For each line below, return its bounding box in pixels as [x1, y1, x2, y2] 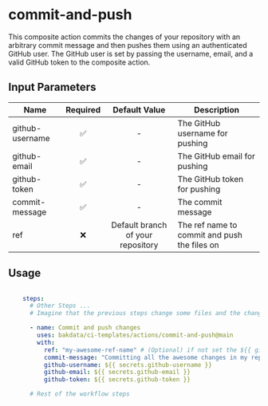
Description [194, 104, 239, 115]
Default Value [112, 104, 166, 115]
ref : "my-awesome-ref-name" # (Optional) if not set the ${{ [43, 345, 251, 354]
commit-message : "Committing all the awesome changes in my [43, 353, 248, 361]
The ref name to [177, 219, 238, 231]
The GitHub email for [177, 150, 255, 161]
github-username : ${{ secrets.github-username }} [43, 361, 213, 369]
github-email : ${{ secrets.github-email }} [43, 369, 191, 376]
